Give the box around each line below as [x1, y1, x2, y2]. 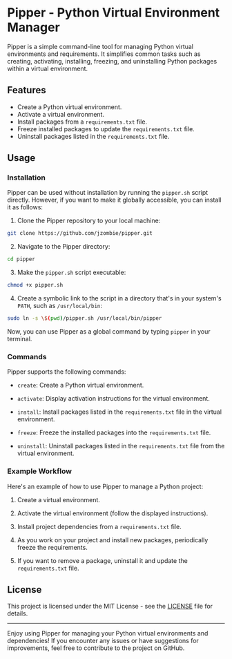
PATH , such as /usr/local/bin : [17, 302, 102, 310]
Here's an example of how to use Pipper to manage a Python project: [7, 482, 204, 490]
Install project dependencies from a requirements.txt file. [17, 522, 182, 531]
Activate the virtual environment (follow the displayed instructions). [17, 509, 209, 517]
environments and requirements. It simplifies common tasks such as [7, 50, 201, 58]
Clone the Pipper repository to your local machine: [17, 216, 161, 225]
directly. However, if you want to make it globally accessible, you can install [7, 195, 222, 204]
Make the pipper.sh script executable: [17, 268, 126, 277]
